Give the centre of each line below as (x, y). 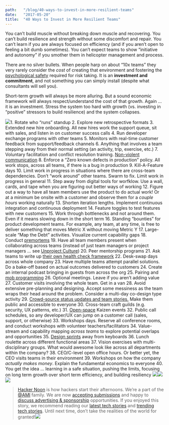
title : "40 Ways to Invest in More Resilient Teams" (63, 19)
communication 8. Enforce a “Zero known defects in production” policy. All (83, 160)
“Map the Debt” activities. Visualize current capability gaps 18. (82, 235)
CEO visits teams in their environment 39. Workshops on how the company (83, 358)
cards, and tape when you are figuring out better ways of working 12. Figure (84, 187)
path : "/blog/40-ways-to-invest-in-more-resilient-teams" (70, 10)
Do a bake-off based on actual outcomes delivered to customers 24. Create (84, 267)
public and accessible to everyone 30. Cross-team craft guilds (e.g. (75, 305)
